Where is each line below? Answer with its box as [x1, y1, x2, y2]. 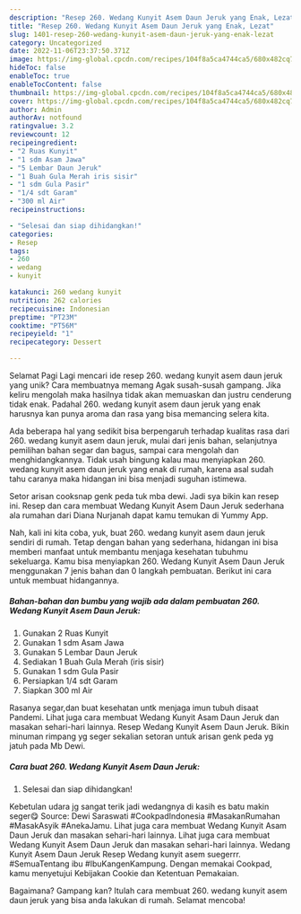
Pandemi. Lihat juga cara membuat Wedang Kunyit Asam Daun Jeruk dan [9, 711, 279, 723]
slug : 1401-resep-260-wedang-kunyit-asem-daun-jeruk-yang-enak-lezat [9, 30, 275, 39]
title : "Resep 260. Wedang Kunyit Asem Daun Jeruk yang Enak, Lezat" [9, 22, 275, 31]
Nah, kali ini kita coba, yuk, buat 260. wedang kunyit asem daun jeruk [9, 527, 266, 538]
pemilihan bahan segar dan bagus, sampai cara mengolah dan [9, 445, 239, 455]
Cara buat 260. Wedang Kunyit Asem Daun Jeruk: [9, 760, 200, 772]
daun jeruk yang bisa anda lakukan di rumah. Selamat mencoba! [9, 894, 246, 905]
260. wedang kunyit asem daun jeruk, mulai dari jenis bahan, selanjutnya [9, 435, 278, 445]
